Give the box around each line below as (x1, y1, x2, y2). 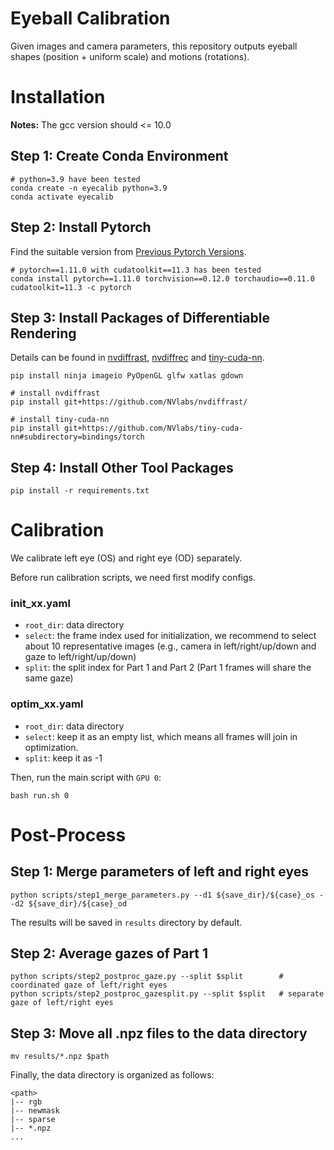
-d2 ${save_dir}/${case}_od (10, 898, 128, 909)
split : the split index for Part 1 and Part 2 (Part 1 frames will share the (24, 662, 312, 674)
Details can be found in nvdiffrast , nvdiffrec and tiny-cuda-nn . (10, 352, 265, 364)
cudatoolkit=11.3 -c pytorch (10, 282, 132, 292)
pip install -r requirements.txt (10, 486, 150, 496)
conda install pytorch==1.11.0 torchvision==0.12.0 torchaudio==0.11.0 (10, 273, 315, 284)
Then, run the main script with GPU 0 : (10, 771, 162, 783)
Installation (10, 86, 106, 109)
